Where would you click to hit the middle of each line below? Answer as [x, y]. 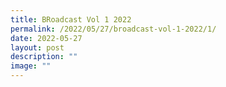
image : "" [31, 66]
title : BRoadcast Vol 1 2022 [71, 19]
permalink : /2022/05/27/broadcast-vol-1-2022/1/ [113, 29]
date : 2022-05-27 [46, 38]
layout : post [37, 47]
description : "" [44, 57]
